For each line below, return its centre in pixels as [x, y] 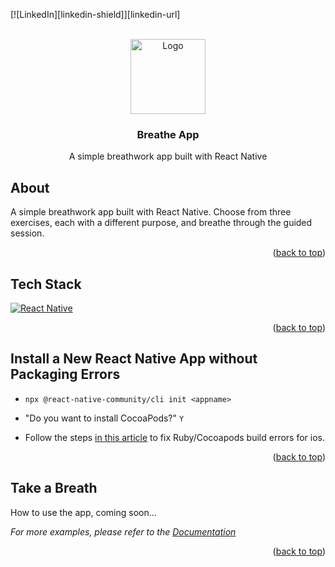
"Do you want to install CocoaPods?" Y [104, 418]
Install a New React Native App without [134, 359]
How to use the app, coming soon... [83, 512]
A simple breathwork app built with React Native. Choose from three [151, 212]
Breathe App [168, 134]
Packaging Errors [65, 374]
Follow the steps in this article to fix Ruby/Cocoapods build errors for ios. [174, 437]
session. [27, 233]
